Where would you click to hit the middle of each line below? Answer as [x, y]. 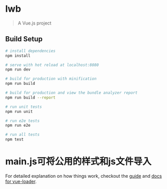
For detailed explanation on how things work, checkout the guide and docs [83, 176]
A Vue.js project [35, 23]
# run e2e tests [22, 121]
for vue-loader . [21, 181]
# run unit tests [24, 107]
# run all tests [22, 135]
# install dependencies [31, 51]
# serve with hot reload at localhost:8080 [52, 65]
